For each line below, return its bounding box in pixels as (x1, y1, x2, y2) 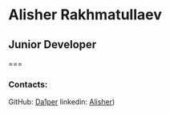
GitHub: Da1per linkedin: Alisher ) (8, 97, 115, 107)
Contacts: (8, 79, 48, 90)
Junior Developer (8, 38, 97, 51)
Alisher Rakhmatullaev (8, 6, 162, 24)
